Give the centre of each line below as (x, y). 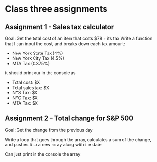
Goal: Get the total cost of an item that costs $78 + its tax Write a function (79, 38)
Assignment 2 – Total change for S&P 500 (69, 118)
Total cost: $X (26, 82)
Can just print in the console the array (43, 154)
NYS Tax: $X (25, 93)
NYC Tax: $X (25, 98)
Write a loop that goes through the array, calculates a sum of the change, (78, 139)
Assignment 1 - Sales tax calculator (60, 27)
